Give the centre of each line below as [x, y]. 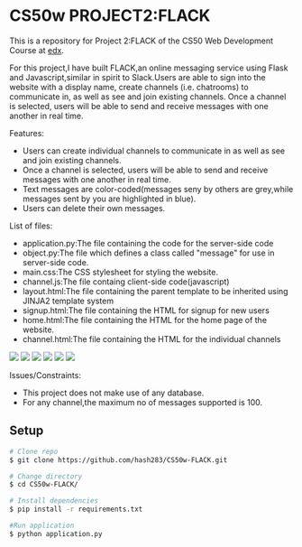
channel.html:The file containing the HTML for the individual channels [151, 338]
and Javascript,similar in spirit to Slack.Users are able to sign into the [137, 77]
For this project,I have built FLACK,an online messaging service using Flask [149, 68]
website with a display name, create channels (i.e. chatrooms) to [129, 87]
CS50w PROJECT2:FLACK [110, 16]
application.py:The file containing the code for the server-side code [148, 243]
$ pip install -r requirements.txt [76, 510]
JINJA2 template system [68, 301]
